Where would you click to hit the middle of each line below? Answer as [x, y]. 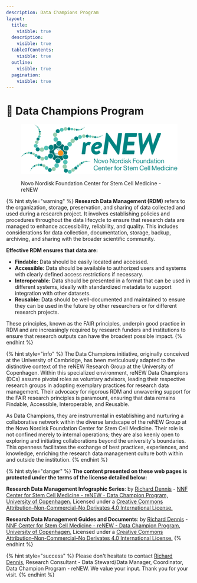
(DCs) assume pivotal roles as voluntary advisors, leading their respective [96, 379]
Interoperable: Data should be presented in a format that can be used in [102, 281]
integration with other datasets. [52, 293]
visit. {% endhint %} [30, 575]
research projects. [37, 312]
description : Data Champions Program [52, 12]
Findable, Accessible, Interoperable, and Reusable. [68, 404]
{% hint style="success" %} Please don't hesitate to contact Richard [89, 556]
